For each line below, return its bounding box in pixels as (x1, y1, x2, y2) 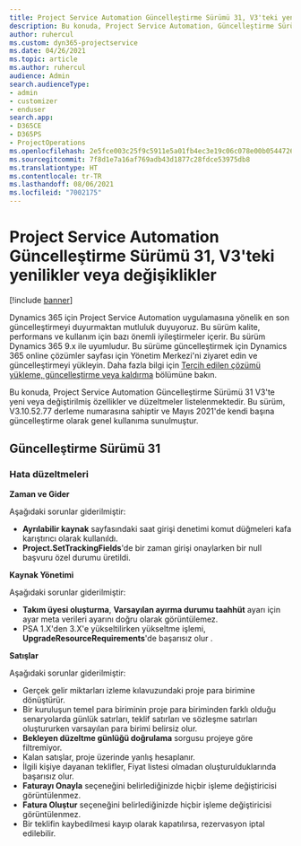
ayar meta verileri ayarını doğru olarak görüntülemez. (21, 614, 219, 624)
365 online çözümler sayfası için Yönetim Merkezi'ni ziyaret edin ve (9, 350, 258, 361)
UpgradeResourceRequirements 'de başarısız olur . (21, 632, 213, 643)
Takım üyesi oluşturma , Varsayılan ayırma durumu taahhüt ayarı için (21, 604, 280, 615)
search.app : (9, 113, 54, 122)
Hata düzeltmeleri (9, 468, 90, 481)
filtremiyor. (21, 742, 63, 753)
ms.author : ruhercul (9, 64, 87, 73)
